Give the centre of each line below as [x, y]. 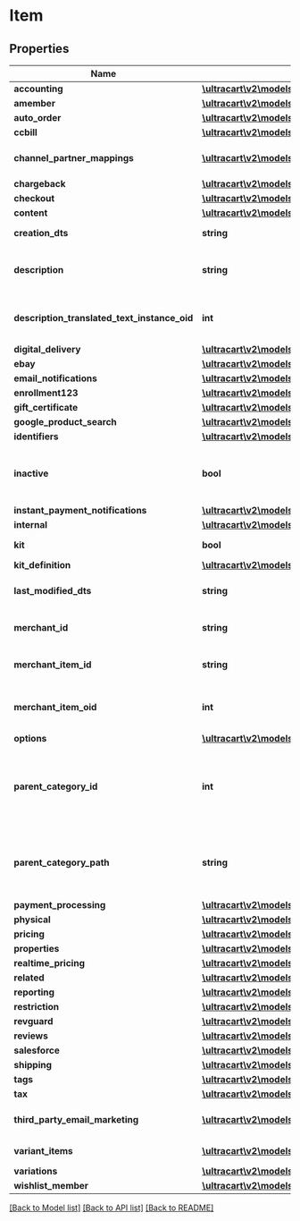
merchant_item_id [53, 665]
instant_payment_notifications [80, 510]
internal [30, 525]
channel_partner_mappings [74, 158]
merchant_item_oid [55, 707]
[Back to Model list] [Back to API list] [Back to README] [112, 1208]
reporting [34, 992]
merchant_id [41, 627]
